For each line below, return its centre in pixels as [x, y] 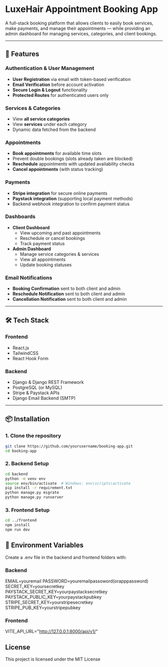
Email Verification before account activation [58, 84]
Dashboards [20, 217]
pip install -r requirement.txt [39, 488]
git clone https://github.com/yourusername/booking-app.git [69, 446]
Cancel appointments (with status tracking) [58, 169]
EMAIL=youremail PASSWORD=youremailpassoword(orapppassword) [77, 581]
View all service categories [41, 119]
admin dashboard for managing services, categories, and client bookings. [81, 33]
